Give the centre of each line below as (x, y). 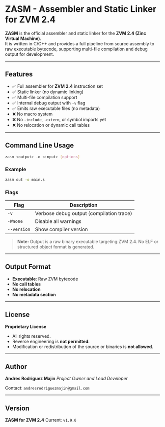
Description (83, 205)
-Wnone (15, 221)
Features (19, 74)
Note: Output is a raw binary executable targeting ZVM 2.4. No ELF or (88, 241)
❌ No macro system (32, 114)
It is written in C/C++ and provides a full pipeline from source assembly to (80, 43)
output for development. (29, 54)
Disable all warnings (58, 221)
